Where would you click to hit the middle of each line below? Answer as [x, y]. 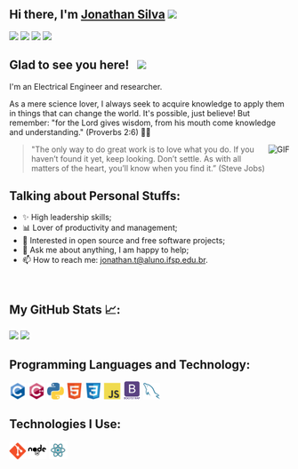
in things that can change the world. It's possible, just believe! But [130, 113]
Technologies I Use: [65, 424]
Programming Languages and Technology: [130, 365]
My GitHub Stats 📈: [65, 310]
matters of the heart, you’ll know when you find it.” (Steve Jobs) [148, 168]
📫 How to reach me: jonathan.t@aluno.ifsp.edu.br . [115, 260]
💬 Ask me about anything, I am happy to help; [105, 250]
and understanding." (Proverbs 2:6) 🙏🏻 [80, 131]
